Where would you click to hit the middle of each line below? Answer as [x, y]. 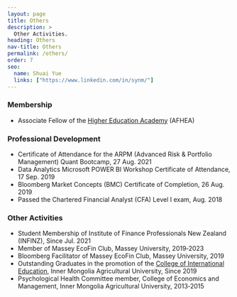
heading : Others [31, 40]
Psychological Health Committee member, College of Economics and [118, 279]
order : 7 [20, 60]
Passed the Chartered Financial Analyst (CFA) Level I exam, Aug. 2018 [120, 199]
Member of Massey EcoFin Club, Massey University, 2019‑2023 [111, 249]
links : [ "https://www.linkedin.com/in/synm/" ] [84, 80]
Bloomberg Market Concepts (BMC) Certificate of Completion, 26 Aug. [121, 184]
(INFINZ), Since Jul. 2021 [54, 241]
